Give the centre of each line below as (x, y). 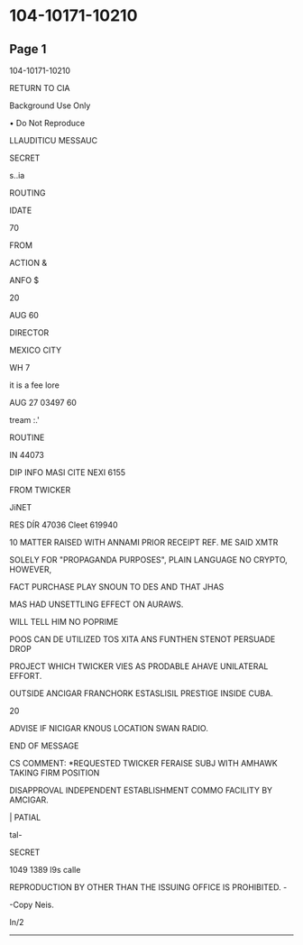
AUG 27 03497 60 (43, 403)
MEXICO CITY (36, 350)
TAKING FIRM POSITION (55, 773)
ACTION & (28, 263)
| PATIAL (25, 817)
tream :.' (25, 420)
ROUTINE (27, 437)
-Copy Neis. (32, 904)
